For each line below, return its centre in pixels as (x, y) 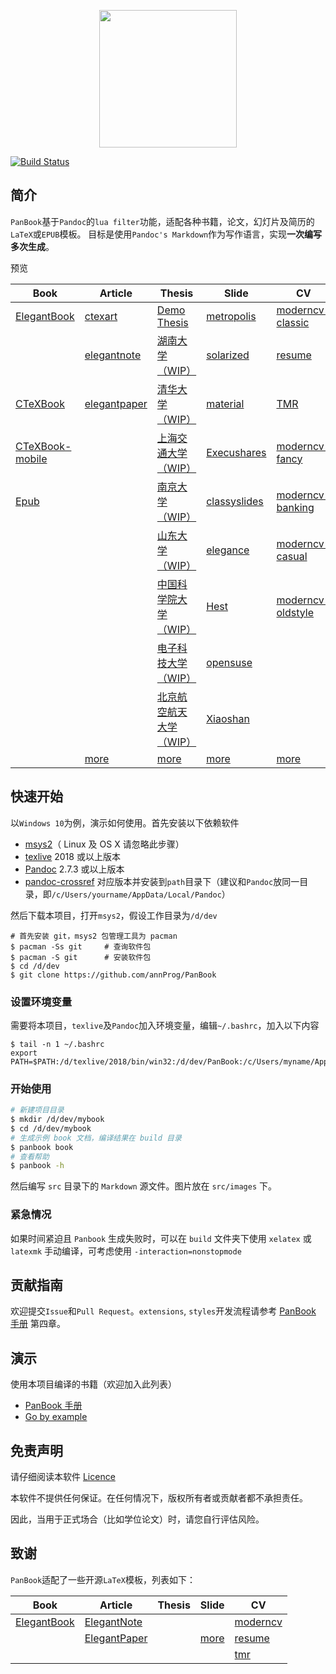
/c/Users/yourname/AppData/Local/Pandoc (136, 895)
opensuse (229, 662)
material (225, 403)
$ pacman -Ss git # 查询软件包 (81, 946)
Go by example (56, 1417)
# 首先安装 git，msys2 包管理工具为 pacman (94, 936)
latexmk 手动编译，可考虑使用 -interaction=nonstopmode (126, 1251)
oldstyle (295, 612)
